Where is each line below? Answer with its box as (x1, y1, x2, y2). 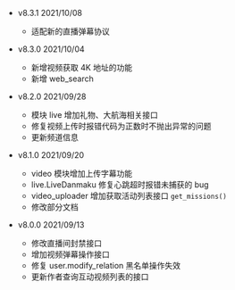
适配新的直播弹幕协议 (30, 26, 110, 37)
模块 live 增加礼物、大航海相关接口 (30, 110, 159, 120)
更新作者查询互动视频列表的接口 (30, 271, 149, 282)
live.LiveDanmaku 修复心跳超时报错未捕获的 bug (30, 179, 209, 190)
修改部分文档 (30, 202, 79, 212)
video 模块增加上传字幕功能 (30, 169, 132, 178)
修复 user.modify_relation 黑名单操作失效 (30, 261, 181, 270)
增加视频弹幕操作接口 (30, 249, 110, 260)
